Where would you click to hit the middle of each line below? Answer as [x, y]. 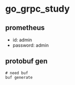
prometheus [25, 28]
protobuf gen [27, 61]
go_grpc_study [37, 9]
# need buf [17, 73]
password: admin [31, 45]
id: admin [22, 40]
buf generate [19, 77]
